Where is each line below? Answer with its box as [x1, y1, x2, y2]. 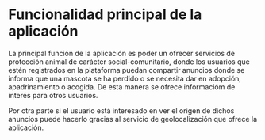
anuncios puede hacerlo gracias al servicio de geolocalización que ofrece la [8, 114, 258, 123]
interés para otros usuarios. [8, 90, 98, 100]
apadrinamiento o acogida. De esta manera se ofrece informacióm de [8, 81, 236, 92]
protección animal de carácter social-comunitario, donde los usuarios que [8, 57, 250, 66]
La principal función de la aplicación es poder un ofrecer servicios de [8, 48, 236, 58]
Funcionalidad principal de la [8, 6, 202, 24]
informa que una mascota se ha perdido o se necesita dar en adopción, [8, 74, 242, 83]
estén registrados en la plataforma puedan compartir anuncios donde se [8, 65, 245, 74]
